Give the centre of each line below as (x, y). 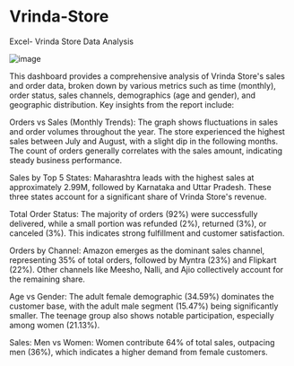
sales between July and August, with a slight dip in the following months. (144, 141)
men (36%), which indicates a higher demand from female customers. (139, 352)
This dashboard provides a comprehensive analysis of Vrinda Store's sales (147, 76)
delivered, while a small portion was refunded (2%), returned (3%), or (138, 223)
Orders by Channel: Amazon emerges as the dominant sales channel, (137, 250)
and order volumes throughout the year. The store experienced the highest (147, 131)
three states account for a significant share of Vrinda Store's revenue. (138, 196)
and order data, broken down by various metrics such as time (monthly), (143, 85)
